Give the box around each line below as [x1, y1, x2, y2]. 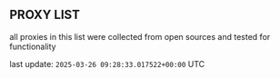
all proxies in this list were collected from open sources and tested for [9, 31, 271, 42]
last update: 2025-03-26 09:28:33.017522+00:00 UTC [9, 58, 205, 69]
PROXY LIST [9, 7, 80, 23]
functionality [9, 41, 56, 52]
